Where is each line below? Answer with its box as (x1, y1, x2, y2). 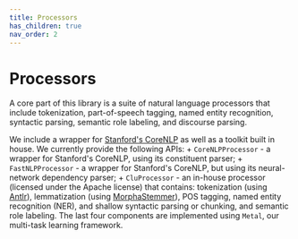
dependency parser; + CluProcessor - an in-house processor (41, 172, 266, 184)
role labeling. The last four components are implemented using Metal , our (9, 210, 280, 221)
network (9, 172, 40, 184)
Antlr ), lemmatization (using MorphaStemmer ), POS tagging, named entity (9, 192, 282, 202)
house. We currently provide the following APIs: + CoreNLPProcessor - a (9, 144, 271, 155)
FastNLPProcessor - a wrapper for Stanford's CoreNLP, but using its (9, 163, 257, 174)
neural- (258, 163, 285, 174)
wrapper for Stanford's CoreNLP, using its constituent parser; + (9, 153, 243, 164)
